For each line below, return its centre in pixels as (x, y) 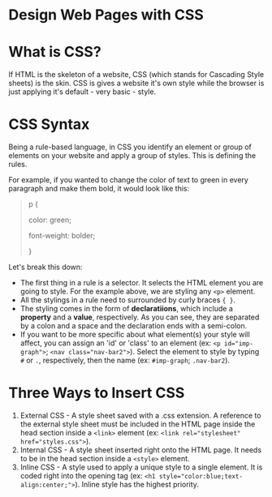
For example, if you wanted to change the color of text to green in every (129, 180)
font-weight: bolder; (62, 236)
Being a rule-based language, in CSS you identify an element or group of (130, 147)
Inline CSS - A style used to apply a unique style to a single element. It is (141, 467)
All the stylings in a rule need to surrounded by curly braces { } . (127, 300)
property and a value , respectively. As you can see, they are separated (140, 317)
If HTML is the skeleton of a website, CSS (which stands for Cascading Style (136, 75)
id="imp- (239, 344)
